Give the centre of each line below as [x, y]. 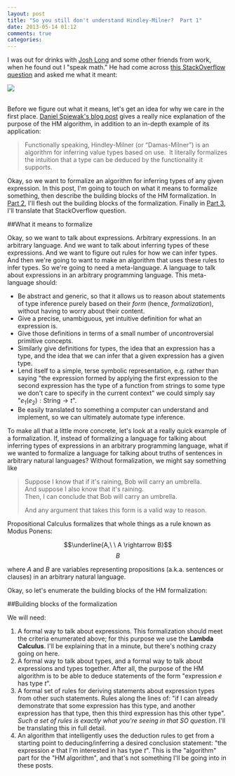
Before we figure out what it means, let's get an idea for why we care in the [116, 109]
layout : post [26, 14]
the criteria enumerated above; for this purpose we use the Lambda [115, 638]
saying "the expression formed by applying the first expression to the [117, 378]
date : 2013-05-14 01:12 [42, 27]
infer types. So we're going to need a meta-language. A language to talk [112, 268]
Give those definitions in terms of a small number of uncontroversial [115, 333]
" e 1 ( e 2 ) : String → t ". [47, 401]
